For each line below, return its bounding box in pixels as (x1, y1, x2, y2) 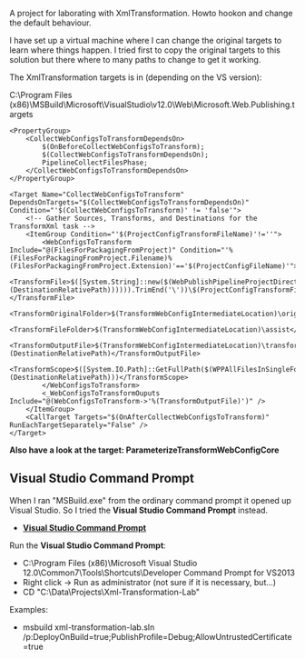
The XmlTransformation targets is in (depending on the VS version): (9, 72, 262, 83)
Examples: (9, 604, 48, 614)
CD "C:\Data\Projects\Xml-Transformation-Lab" (22, 586, 201, 597)
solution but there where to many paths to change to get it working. (9, 55, 261, 65)
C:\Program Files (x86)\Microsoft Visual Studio (22, 557, 198, 568)
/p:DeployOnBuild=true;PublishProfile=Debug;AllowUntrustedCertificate (22, 631, 292, 642)
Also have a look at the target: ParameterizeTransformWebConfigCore (9, 444, 280, 455)
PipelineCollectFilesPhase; (42, 158, 148, 167)
